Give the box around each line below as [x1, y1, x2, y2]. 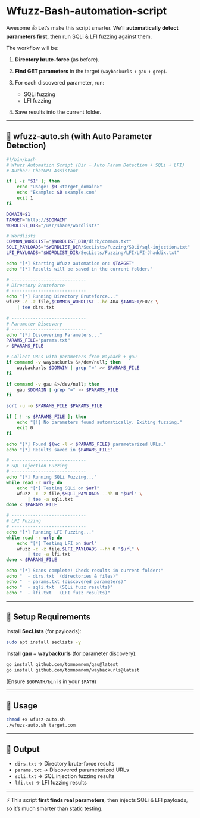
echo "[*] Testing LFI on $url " [17, 540, 97, 546]
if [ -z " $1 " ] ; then [6, 178, 60, 184]
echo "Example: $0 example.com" [17, 190, 97, 196]
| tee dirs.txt [17, 305, 55, 311]
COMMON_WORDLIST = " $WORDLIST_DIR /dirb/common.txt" [6, 238, 132, 245]
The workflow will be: [6, 44, 59, 51]
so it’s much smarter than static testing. [6, 805, 103, 812]
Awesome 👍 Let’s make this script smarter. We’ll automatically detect [6, 24, 179, 31]
